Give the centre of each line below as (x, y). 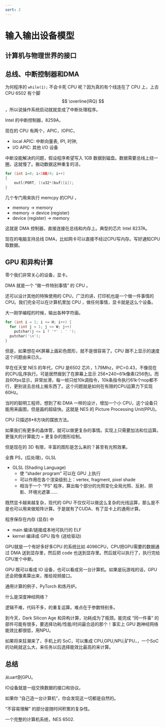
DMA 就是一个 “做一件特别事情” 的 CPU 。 (48, 285)
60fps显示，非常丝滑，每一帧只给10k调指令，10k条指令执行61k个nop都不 (83, 380)
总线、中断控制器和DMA (42, 74)
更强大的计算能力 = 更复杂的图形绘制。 (45, 436)
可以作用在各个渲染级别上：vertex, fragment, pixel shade (78, 479)
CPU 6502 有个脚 (23, 93)
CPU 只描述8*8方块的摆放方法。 (38, 419)
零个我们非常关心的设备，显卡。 (38, 275)
